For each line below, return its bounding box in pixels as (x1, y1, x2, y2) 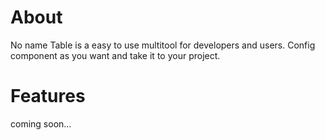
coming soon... (10, 117, 72, 130)
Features (10, 85, 86, 108)
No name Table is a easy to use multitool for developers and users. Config (10, 39, 316, 51)
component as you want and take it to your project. (10, 49, 221, 61)
